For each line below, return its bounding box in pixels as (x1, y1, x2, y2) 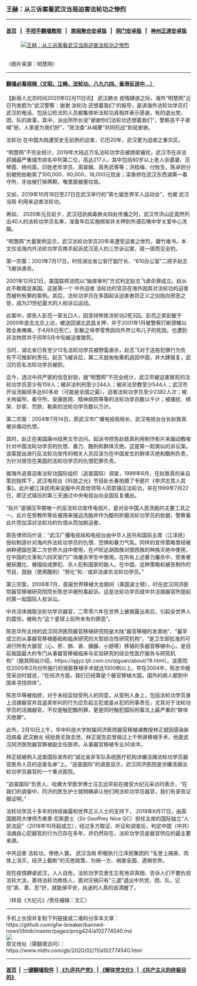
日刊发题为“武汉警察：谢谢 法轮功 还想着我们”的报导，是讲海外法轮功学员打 (6, 102, 189, 109)
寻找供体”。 (16, 679, 45, 686)
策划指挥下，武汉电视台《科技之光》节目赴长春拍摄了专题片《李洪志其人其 (6, 477, 186, 484)
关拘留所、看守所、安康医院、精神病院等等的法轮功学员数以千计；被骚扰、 (6, 395, 186, 403)
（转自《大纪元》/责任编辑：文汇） (6, 896, 91, 903)
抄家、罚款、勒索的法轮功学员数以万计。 (16, 403, 114, 410)
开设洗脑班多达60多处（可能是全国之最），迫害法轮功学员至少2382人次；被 (6, 388, 187, 395)
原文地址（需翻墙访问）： (6, 940, 66, 947)
